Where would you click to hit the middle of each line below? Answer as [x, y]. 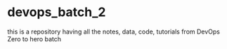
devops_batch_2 [57, 12]
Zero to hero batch [34, 38]
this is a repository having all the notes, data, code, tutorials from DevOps [113, 31]
